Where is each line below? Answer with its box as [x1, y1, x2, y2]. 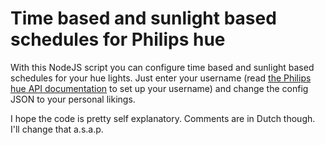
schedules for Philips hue [10, 28, 226, 51]
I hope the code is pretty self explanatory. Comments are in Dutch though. [10, 112, 316, 124]
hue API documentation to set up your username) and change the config [10, 82, 309, 94]
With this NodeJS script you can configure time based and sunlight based [10, 61, 315, 73]
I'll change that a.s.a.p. [10, 123, 104, 135]
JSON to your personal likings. [10, 93, 136, 105]
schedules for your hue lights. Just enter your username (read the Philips [10, 72, 312, 84]
